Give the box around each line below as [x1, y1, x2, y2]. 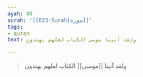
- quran [7, 29, 30, 37]
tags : [7, 23, 23, 30]
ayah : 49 [7, 10, 33, 17]
